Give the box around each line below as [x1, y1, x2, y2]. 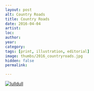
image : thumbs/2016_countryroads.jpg [5, 53, 83, 59]
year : [5, 40, 16, 45]
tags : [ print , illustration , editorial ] [5, 49, 90, 54]
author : [5, 35, 21, 40]
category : [5, 44, 26, 49]
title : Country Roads [5, 16, 50, 21]
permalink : [5, 63, 28, 68]
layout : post [5, 7, 32, 12]
